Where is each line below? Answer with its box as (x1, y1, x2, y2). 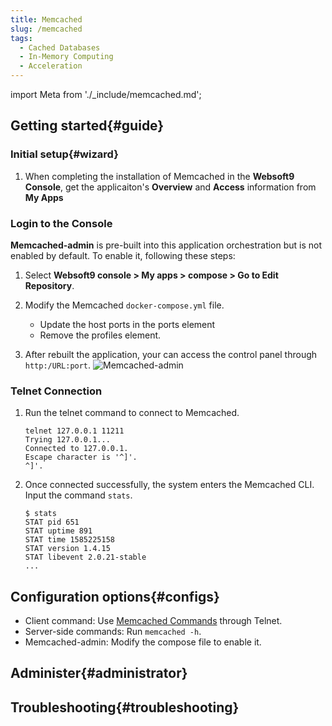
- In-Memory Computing (19, 52, 114, 62)
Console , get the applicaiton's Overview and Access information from (24, 181, 317, 193)
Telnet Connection (10, 384, 103, 398)
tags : (10, 33, 33, 43)
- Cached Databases (19, 42, 101, 53)
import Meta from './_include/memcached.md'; (10, 89, 202, 100)
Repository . (24, 279, 75, 291)
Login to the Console (10, 216, 113, 230)
